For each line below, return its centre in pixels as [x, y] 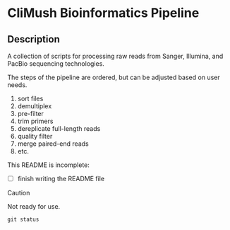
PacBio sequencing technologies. [56, 64]
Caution [19, 193]
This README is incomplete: [49, 165]
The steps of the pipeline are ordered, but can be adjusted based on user [114, 77]
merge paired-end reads [53, 144]
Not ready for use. [34, 207]
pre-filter [31, 114]
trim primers [35, 121]
